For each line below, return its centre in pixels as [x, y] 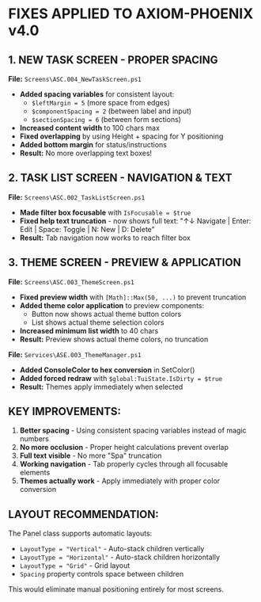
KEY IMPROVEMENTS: [64, 411]
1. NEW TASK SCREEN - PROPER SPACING [113, 60]
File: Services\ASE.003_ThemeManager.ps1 [75, 354]
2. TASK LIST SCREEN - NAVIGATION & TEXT [120, 178]
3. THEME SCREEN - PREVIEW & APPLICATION [125, 263]
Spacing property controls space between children [102, 574]
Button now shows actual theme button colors [106, 314]
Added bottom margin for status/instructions [93, 145]
